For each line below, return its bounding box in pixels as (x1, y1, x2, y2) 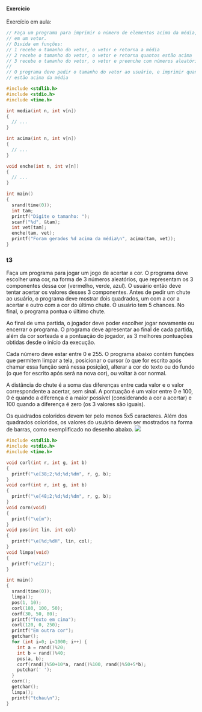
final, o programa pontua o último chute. (6, 308, 106, 315)
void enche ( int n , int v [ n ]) (6, 163, 79, 169)
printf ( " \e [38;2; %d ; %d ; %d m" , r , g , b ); (11, 471, 112, 477)
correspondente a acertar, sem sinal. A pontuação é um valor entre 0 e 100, (6, 388, 194, 395)
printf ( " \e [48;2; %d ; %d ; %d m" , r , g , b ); (11, 494, 112, 500)
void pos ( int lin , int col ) (6, 527, 77, 533)
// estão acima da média (6, 75, 69, 81)
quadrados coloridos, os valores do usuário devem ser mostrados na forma (6, 419, 193, 426)
